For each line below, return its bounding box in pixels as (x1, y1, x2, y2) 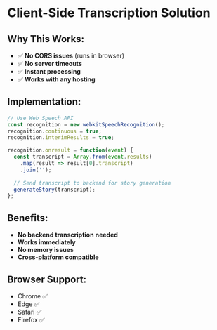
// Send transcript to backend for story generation (13, 179, 171, 187)
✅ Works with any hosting (17, 75, 96, 84)
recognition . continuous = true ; (7, 128, 102, 135)
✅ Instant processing (17, 67, 81, 75)
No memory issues (17, 246, 74, 254)
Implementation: (7, 96, 81, 108)
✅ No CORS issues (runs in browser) (17, 51, 125, 60)
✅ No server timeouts (17, 60, 82, 67)
